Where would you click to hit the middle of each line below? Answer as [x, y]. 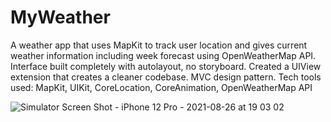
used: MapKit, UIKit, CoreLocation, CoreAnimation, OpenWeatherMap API [161, 87]
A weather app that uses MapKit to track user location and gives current [159, 45]
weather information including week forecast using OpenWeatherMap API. [163, 55]
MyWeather [60, 17]
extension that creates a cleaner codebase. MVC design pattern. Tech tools [166, 77]
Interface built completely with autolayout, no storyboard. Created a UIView [166, 66]
